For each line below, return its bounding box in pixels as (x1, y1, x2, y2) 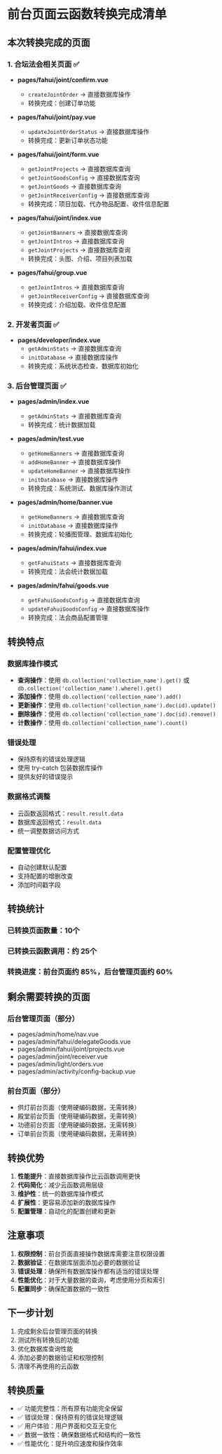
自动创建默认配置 (17, 863, 67, 871)
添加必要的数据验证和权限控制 (17, 1353, 104, 1361)
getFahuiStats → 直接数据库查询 (27, 559, 121, 567)
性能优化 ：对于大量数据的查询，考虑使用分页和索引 (17, 1275, 165, 1284)
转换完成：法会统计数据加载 (27, 567, 109, 576)
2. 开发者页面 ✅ (7, 320, 60, 329)
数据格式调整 (7, 791, 51, 801)
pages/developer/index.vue (17, 336, 101, 344)
